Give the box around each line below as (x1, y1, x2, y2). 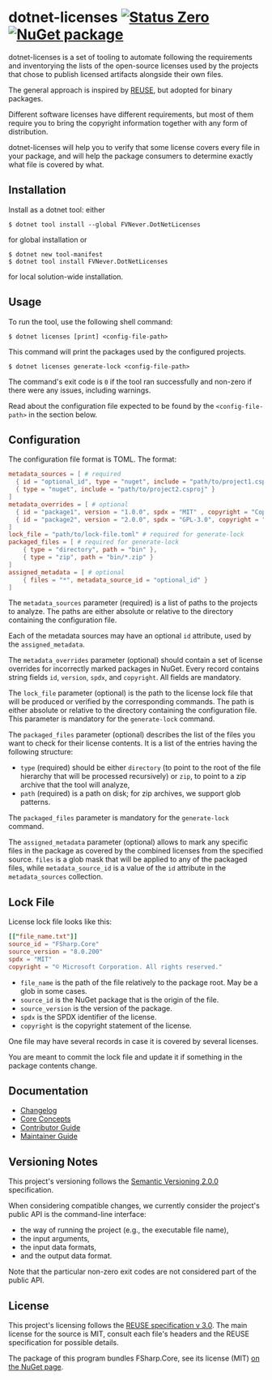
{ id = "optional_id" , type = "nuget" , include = (15, 478, 186, 486)
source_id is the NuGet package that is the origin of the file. (19, 995, 219, 1004)
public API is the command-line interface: (8, 1210, 147, 1219)
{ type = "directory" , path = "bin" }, (23, 546, 158, 554)
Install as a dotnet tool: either (8, 204, 105, 214)
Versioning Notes (8, 1154, 99, 1168)
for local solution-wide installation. (8, 272, 124, 282)
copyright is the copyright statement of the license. (19, 1021, 192, 1030)
